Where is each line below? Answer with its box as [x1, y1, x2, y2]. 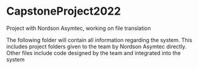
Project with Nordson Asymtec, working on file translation [6, 24, 151, 32]
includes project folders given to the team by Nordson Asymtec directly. [6, 43, 187, 50]
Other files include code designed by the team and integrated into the [6, 49, 181, 56]
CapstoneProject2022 [6, 4, 121, 18]
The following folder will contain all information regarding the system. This [6, 36, 193, 43]
